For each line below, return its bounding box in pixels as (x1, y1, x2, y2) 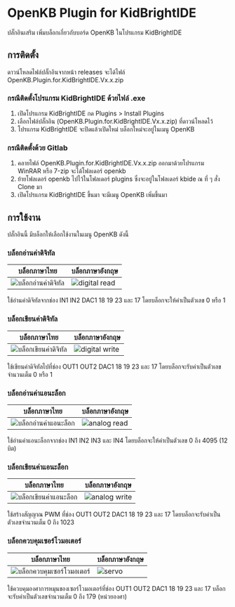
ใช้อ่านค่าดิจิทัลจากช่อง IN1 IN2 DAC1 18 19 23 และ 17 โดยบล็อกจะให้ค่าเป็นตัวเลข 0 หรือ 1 (7, 296, 226, 305)
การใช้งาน (7, 211, 41, 223)
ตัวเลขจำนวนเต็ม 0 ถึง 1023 (7, 518, 75, 527)
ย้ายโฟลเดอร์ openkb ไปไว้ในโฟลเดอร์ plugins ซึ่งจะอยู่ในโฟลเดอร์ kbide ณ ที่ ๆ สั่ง (17, 174, 220, 184)
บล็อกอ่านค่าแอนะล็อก (7, 388, 66, 398)
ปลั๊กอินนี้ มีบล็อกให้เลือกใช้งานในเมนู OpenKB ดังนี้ (7, 230, 129, 238)
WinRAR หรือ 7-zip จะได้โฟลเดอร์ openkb (17, 167, 126, 175)
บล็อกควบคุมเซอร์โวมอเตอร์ (7, 536, 82, 546)
